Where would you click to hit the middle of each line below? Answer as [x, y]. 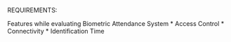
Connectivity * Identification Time [56, 31]
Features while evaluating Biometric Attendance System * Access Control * [116, 23]
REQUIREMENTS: [32, 10]
